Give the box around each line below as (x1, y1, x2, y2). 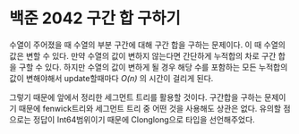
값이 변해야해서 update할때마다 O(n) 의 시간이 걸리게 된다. (9, 72, 214, 83)
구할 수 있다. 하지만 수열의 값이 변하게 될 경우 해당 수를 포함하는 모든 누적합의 (18, 62, 288, 72)
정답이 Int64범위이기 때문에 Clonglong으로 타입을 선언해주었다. (32, 113, 255, 125)
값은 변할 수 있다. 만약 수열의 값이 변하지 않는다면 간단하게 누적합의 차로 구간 (9, 50, 277, 61)
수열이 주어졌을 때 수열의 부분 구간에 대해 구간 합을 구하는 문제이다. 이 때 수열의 (9, 39, 286, 50)
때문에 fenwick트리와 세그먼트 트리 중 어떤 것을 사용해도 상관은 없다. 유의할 (18, 103, 282, 113)
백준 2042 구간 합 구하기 (9, 8, 181, 29)
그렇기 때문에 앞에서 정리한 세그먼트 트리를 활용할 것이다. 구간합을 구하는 (9, 91, 262, 103)
